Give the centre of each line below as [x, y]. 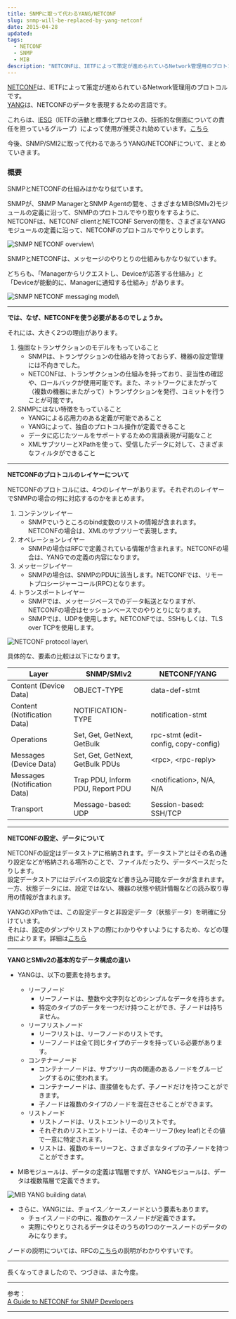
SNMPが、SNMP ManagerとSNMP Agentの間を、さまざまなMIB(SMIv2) [112, 203]
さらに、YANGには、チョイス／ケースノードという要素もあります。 [114, 1209]
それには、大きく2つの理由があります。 [64, 332]
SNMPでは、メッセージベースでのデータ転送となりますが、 [114, 601]
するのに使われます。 [81, 1078]
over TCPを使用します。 [63, 627]
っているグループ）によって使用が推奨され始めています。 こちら [117, 128]
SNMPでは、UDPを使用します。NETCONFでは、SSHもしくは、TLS [125, 618]
